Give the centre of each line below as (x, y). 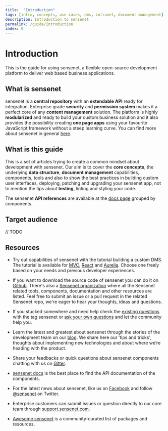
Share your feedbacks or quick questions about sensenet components (86, 358)
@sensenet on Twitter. (36, 394)
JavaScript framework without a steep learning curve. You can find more (81, 128)
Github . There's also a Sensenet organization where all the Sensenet (84, 286)
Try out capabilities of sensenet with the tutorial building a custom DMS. (88, 260)
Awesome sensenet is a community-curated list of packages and (80, 419)
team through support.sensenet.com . (51, 409)
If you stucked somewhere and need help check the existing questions (86, 312)
